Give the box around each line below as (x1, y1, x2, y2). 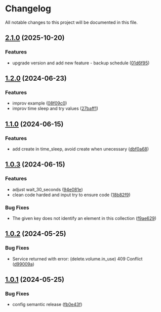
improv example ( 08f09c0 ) (12, 100, 67, 106)
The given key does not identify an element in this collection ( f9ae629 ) (12, 215, 157, 221)
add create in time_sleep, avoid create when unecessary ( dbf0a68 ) (12, 146, 149, 152)
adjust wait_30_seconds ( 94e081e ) (12, 186, 83, 192)
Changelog (5, 3, 51, 14)
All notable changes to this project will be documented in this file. (5, 19, 138, 25)
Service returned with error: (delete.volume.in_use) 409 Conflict (12, 256, 143, 261)
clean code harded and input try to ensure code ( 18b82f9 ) (12, 192, 131, 198)
